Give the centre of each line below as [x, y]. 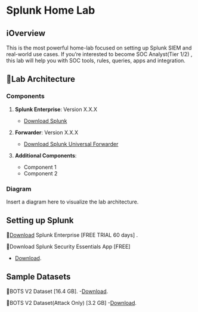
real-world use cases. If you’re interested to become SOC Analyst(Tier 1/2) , [99, 54]
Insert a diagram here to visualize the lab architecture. [72, 202]
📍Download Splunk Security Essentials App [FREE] [68, 246]
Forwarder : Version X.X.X [47, 132]
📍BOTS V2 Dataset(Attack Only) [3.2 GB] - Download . [72, 302]
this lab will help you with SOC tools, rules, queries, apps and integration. [96, 61]
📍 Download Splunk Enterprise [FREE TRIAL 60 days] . [72, 235]
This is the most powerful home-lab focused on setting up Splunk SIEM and [99, 48]
